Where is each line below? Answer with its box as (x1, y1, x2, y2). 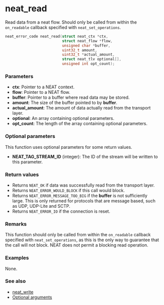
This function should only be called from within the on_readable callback (5, 232, 151, 238)
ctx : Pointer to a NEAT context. (12, 84, 75, 90)
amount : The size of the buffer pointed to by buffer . (12, 100, 117, 106)
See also (5, 278, 26, 285)
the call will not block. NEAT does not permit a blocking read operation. (5, 242, 148, 248)
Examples (5, 254, 29, 261)
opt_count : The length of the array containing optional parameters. (12, 121, 148, 127)
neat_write (12, 289, 34, 295)
